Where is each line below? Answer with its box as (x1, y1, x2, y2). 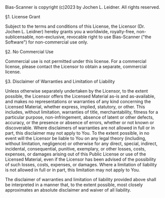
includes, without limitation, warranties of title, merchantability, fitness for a (5, 109, 158, 115)
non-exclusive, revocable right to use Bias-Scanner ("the (35, 34, 152, 40)
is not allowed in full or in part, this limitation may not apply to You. (5, 167, 140, 173)
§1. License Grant (5, 14, 41, 19)
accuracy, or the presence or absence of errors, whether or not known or (5, 120, 154, 125)
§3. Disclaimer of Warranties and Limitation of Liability (5, 79, 115, 84)
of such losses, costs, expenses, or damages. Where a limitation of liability (5, 162, 157, 167)
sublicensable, (5, 34, 35, 40)
